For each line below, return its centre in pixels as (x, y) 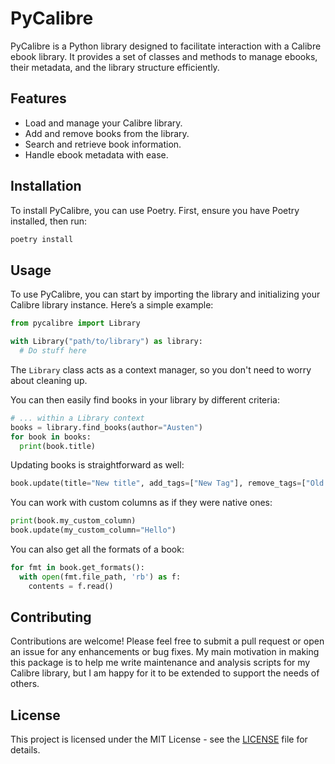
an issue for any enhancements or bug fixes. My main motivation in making (165, 652)
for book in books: (51, 437)
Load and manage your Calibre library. (103, 123)
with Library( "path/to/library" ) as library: (106, 342)
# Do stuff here (53, 351)
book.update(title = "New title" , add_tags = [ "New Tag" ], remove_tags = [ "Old (167, 483)
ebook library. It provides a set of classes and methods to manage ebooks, (164, 56)
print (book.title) (58, 446)
